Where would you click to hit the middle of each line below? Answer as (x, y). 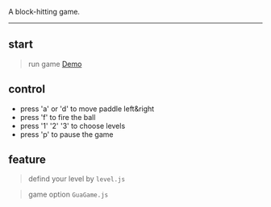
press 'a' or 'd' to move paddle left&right (87, 109)
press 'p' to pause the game (67, 134)
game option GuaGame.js (68, 195)
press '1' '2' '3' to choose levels (73, 126)
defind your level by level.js (77, 179)
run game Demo (55, 64)
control (27, 89)
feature (27, 160)
